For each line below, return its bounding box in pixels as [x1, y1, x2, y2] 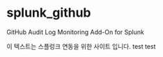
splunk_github [6, 5, 91, 21]
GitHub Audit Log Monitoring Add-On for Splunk [6, 28, 144, 36]
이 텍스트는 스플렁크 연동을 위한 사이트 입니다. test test [6, 42, 156, 50]
